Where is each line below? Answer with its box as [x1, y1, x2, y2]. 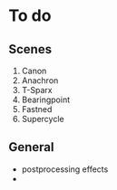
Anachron [21, 75, 59, 86]
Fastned [21, 104, 53, 114]
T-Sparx [21, 85, 53, 95]
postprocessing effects [21, 164, 109, 175]
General [8, 139, 55, 155]
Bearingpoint [21, 94, 70, 105]
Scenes [8, 42, 52, 57]
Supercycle [21, 114, 64, 124]
